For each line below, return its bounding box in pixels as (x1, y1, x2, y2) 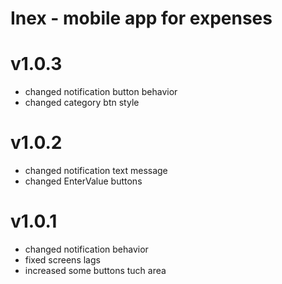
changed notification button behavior (24, 86, 178, 98)
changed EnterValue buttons (24, 175, 143, 187)
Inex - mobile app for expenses (10, 7, 273, 30)
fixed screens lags (24, 254, 101, 266)
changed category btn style (24, 97, 140, 109)
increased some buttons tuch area (24, 265, 167, 276)
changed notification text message (24, 165, 168, 177)
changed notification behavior (24, 243, 149, 255)
